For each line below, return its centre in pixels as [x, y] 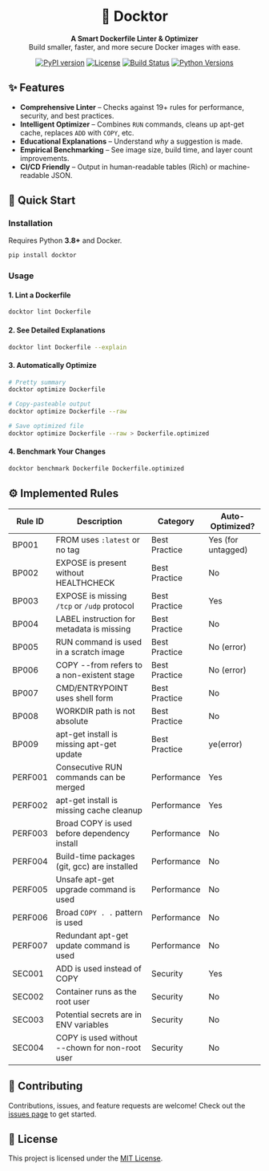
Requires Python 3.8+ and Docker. [65, 240]
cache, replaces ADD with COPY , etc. [77, 132]
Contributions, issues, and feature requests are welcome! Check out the [127, 1105]
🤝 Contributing [46, 1086]
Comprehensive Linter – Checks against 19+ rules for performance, [132, 107]
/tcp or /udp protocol [95, 606]
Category [176, 521]
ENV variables [82, 1024]
